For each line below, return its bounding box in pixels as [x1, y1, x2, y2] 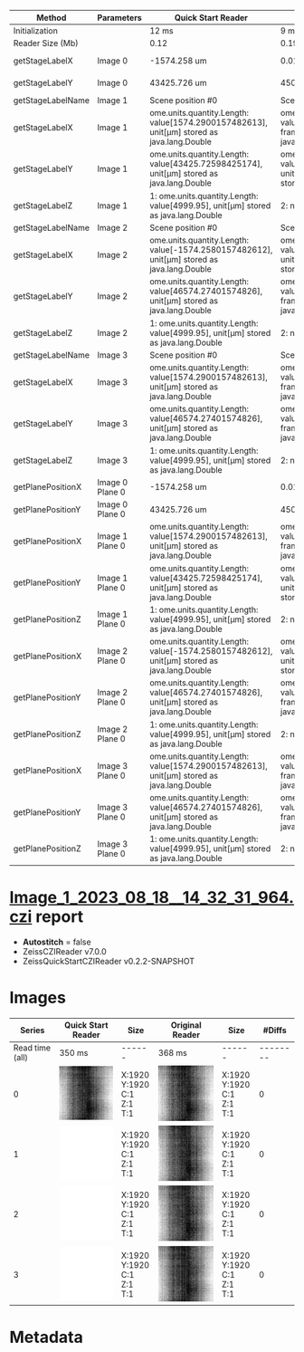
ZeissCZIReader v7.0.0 [22, 945, 107, 956]
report [35, 906, 84, 926]
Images [9, 987, 66, 1008]
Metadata [9, 1328, 83, 1347]
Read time [13, 1042, 52, 1053]
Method [35, 12, 67, 23]
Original [170, 1020, 202, 1031]
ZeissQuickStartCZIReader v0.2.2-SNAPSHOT [22, 955, 195, 966]
